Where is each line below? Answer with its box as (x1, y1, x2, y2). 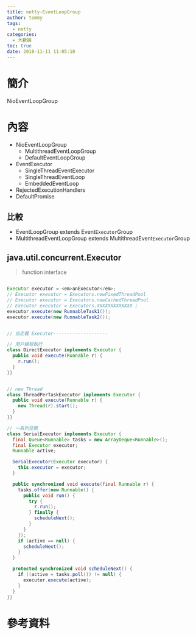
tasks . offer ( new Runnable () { (18, 486, 95, 493)
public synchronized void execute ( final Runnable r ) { (12, 481, 155, 487)
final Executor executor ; (12, 442, 79, 448)
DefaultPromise (15, 192, 55, 200)
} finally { (29, 510, 60, 516)
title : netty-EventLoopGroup (7, 9, 81, 15)
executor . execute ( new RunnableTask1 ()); (7, 308, 111, 314)
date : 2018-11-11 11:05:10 (7, 49, 75, 55)
